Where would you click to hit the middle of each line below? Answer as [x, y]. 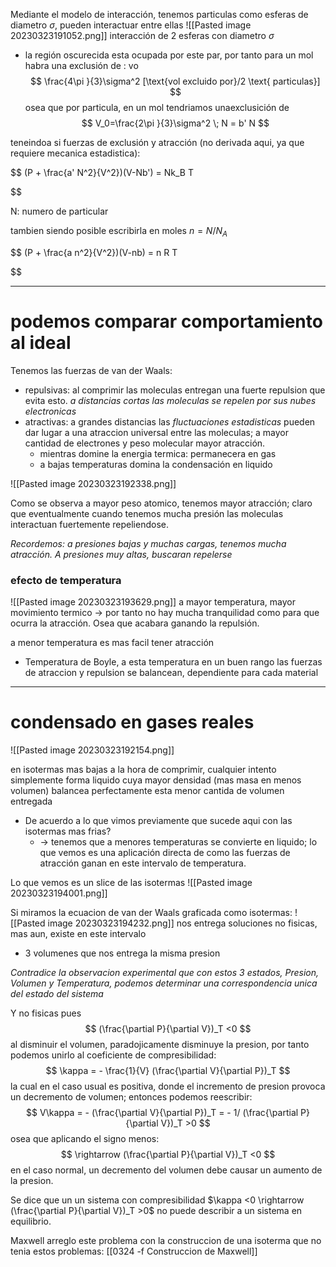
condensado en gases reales [132, 722]
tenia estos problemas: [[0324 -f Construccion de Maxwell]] [134, 1251]
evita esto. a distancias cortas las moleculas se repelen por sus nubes [170, 400]
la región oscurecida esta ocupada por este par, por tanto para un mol [169, 55]
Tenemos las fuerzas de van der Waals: [91, 370]
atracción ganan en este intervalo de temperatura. [143, 863]
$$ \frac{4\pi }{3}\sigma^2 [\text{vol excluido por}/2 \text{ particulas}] [175, 81]
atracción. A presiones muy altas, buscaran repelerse [121, 554]
